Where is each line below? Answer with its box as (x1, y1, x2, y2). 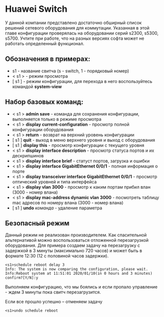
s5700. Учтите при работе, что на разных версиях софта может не (5, 35, 144, 41)
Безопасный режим (5, 219, 70, 227)
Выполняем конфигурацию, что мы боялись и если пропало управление (5, 284, 158, 290)
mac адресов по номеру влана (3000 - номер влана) (12, 200, 124, 205)
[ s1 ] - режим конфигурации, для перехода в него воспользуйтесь (12, 78, 153, 84)
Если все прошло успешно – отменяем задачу (5, 299, 103, 305)
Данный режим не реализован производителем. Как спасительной (5, 232, 147, 238)
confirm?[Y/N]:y (5, 275, 38, 281)
